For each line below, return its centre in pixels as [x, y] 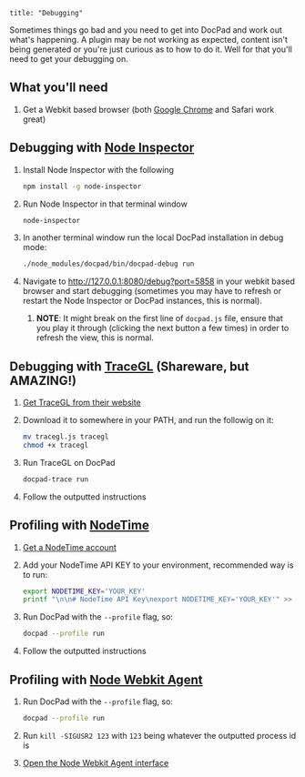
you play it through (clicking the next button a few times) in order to [163, 328]
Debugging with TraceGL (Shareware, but [129, 366]
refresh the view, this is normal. [95, 338]
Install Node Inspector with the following [98, 169]
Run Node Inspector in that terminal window [105, 204]
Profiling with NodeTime [80, 525]
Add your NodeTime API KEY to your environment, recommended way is [158, 565]
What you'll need [59, 88]
